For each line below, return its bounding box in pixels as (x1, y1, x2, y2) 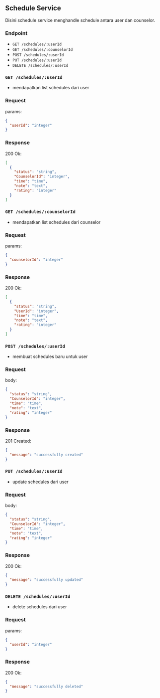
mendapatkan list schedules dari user (12, 85, 89, 91)
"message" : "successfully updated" (9, 577, 83, 582)
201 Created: (5, 438, 31, 444)
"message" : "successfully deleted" (9, 684, 83, 689)
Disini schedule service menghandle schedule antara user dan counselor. (5, 17, 156, 23)
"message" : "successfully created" (9, 452, 83, 457)
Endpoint (5, 29, 28, 36)
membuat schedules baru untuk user (12, 353, 88, 359)
